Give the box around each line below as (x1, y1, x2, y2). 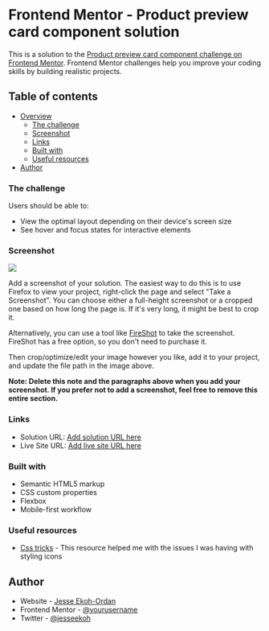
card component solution (8, 23, 180, 41)
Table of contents (8, 90, 98, 104)
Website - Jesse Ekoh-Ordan (19, 596, 116, 606)
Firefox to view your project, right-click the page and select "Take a (8, 287, 231, 297)
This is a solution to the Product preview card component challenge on (8, 49, 243, 59)
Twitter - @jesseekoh (19, 613, 91, 623)
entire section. (8, 394, 59, 403)
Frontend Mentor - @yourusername (19, 605, 138, 615)
